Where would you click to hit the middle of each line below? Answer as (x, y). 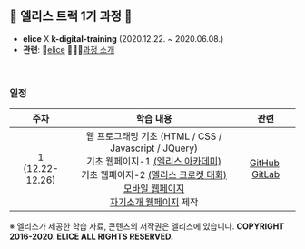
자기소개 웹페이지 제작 (154, 203)
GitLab (266, 174)
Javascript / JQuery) (154, 148)
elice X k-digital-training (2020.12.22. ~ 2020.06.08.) (123, 38)
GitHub (264, 164)
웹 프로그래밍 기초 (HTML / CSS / (154, 136)
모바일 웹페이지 (154, 189)
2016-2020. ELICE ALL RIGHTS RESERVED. (92, 237)
